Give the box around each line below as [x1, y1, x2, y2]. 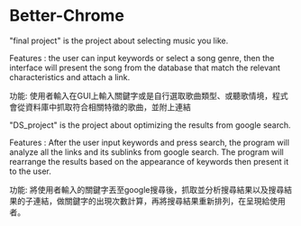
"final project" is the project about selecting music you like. [9, 35, 229, 46]
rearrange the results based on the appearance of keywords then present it [9, 156, 289, 167]
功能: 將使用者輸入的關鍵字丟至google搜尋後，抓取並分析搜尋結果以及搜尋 [9, 184, 285, 194]
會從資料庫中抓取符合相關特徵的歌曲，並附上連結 [9, 101, 191, 113]
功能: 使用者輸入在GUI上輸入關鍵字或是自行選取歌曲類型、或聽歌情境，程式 [9, 90, 288, 101]
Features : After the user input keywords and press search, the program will [9, 137, 290, 148]
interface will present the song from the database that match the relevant [9, 62, 281, 73]
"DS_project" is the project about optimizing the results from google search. [9, 119, 291, 131]
